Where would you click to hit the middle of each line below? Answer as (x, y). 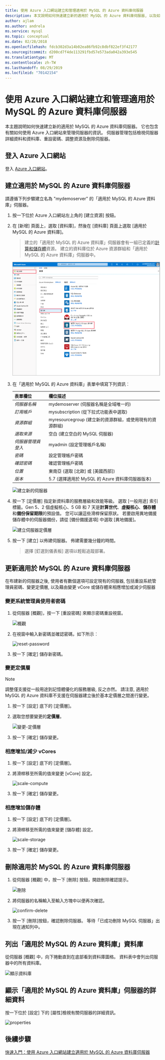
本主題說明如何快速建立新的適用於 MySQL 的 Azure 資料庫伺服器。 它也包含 (82, 126)
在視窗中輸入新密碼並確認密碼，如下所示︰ (55, 634)
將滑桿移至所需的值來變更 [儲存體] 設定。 (54, 830)
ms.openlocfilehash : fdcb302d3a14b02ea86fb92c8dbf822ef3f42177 (71, 47)
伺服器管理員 (27, 441)
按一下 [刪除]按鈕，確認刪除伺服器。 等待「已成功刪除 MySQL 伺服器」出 (86, 921)
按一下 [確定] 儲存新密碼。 (39, 654)
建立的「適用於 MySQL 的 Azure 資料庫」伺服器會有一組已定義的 (90, 242)
